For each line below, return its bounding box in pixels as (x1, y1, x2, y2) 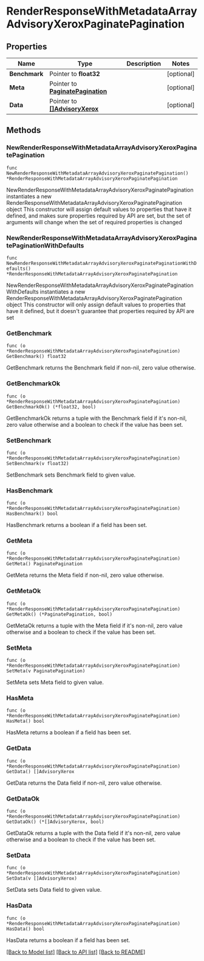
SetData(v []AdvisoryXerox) (6, 875, 78, 882)
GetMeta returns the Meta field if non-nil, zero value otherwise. (6, 571, 165, 579)
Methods (6, 125, 41, 136)
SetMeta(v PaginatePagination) (6, 668, 86, 674)
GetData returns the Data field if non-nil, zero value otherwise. (6, 779, 162, 787)
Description (126, 60, 161, 67)
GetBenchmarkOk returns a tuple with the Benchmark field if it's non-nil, (6, 415, 187, 422)
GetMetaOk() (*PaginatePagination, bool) (6, 611, 113, 618)
